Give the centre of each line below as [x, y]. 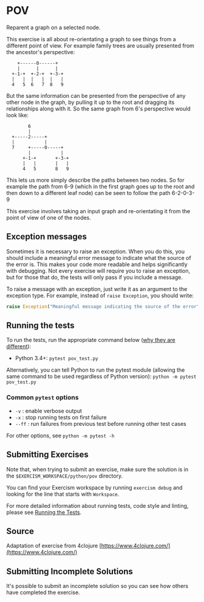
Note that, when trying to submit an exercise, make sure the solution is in [97, 469]
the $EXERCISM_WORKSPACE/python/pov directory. [65, 476]
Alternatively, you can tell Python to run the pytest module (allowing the [96, 370]
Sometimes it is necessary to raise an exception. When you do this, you [96, 251]
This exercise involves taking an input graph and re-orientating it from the [98, 211]
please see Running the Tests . [44, 512]
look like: [18, 115]
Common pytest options [42, 397]
